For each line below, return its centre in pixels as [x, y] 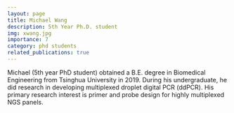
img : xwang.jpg [30, 33]
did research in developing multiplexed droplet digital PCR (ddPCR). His [111, 87]
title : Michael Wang [38, 20]
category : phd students [42, 46]
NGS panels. [25, 102]
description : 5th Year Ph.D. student [63, 27]
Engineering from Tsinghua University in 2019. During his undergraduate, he [117, 80]
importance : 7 [28, 40]
